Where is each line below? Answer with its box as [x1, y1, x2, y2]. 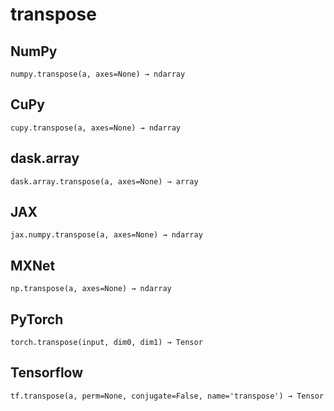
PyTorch [10, 311, 64, 328]
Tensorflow [10, 364, 84, 382]
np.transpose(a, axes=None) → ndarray [10, 284, 172, 294]
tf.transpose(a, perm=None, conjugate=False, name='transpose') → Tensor [10, 391, 325, 401]
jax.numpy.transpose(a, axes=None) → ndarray [10, 230, 203, 240]
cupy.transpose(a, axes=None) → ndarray [10, 123, 182, 133]
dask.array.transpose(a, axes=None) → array [10, 176, 199, 187]
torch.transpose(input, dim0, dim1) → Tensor [10, 338, 203, 348]
